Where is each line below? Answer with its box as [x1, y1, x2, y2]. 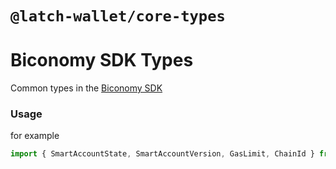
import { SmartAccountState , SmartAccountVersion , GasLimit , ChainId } [10, 149, 315, 159]
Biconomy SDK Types [10, 49, 194, 72]
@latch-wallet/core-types [10, 7, 226, 26]
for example [10, 130, 60, 142]
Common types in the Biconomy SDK [10, 82, 163, 94]
